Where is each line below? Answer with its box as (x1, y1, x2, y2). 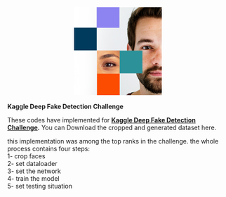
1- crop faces (7, 152, 46, 160)
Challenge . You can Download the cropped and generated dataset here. (7, 123, 217, 132)
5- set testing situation (7, 182, 72, 190)
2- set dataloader (7, 160, 58, 167)
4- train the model (7, 174, 60, 182)
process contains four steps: (7, 144, 90, 153)
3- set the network (7, 167, 62, 175)
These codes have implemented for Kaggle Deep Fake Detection (7, 116, 197, 124)
